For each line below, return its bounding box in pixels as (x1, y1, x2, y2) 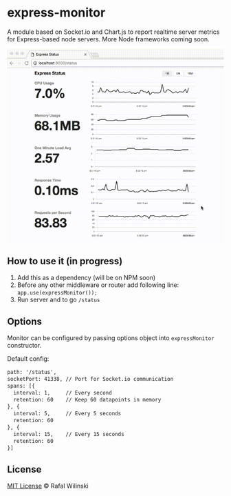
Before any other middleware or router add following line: (16, 281, 179, 289)
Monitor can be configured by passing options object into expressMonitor (7, 334, 214, 342)
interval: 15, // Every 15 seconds (13, 431, 125, 438)
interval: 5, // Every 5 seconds (13, 410, 122, 417)
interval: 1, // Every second (13, 390, 112, 397)
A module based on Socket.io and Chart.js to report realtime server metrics (7, 28, 220, 36)
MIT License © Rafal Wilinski (7, 482, 89, 490)
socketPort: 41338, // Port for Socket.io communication (7, 376, 174, 383)
